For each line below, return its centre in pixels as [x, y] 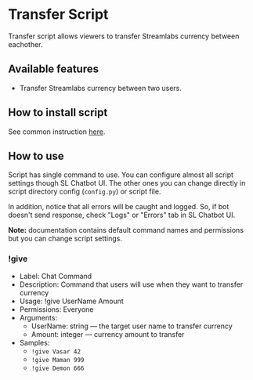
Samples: [34, 342]
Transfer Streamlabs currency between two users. [101, 88]
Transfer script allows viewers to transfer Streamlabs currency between [124, 36]
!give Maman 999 [58, 360]
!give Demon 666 [58, 368]
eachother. [25, 44]
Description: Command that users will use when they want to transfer [131, 284]
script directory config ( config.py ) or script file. [85, 192]
